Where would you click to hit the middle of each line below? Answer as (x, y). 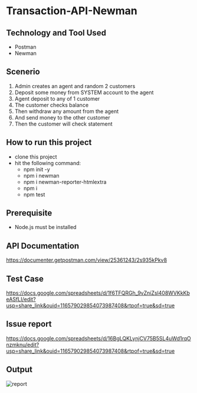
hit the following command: (48, 163)
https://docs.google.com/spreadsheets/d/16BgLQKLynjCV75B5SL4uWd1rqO (98, 338)
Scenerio (23, 72)
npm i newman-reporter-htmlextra (65, 182)
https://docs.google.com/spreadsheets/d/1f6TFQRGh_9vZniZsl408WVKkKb (98, 293)
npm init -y (37, 169)
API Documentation (43, 246)
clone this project (36, 157)
